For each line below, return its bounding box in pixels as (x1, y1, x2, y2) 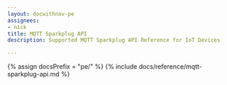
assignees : (7, 17, 40, 24)
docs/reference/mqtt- (138, 62, 202, 71)
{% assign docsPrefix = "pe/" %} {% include (7, 62, 138, 71)
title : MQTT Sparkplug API (7, 30, 87, 38)
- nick (7, 23, 27, 30)
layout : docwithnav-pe (7, 10, 74, 18)
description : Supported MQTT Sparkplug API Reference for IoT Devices (7, 37, 221, 44)
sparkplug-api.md (7, 70, 60, 79)
